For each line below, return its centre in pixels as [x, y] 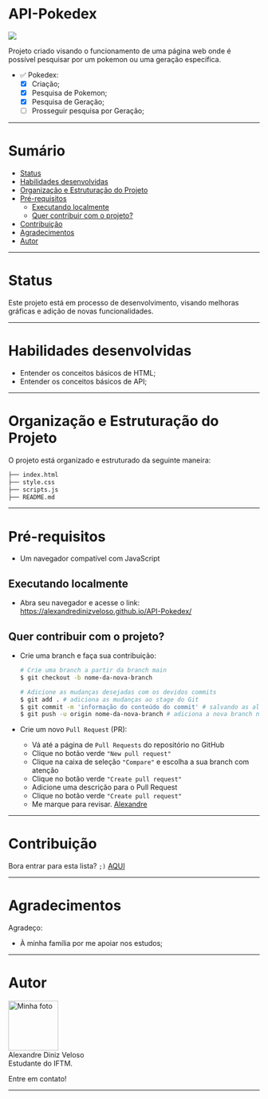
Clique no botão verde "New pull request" [101, 754]
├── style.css [32, 482]
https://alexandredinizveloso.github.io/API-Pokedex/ [106, 612]
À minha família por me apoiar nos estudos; [91, 943]
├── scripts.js [33, 490]
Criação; [46, 84]
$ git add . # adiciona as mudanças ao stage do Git [109, 699]
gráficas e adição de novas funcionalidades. [81, 311]
